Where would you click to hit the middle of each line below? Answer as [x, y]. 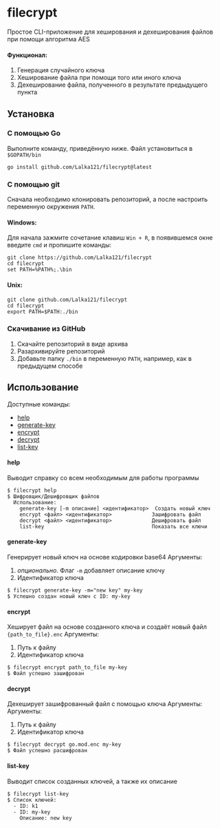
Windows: [22, 222]
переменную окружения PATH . [51, 207]
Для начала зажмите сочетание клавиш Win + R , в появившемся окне [110, 238]
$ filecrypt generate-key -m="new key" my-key [75, 590]
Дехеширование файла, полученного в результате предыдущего [112, 85]
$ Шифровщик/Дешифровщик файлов [53, 496]
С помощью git [34, 184]
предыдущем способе [50, 366]
